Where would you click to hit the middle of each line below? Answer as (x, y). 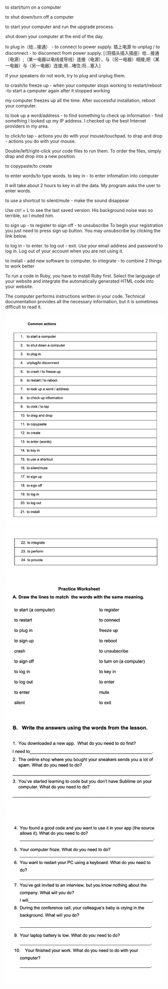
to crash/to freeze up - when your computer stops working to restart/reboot (83, 85)
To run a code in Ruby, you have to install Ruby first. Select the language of (83, 276)
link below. (16, 236)
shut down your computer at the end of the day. (54, 36)
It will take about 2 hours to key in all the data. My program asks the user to (83, 186)
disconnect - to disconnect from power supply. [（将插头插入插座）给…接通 (82, 53)
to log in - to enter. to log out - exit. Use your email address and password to (84, 246)
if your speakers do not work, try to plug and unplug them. (65, 76)
